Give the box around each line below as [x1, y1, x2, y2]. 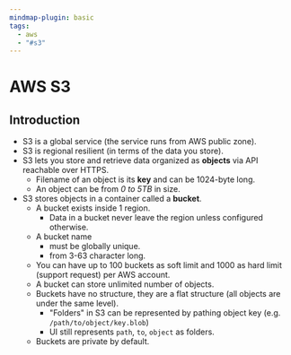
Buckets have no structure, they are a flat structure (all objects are [35, 289, 281, 299]
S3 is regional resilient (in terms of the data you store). [22, 145, 225, 157]
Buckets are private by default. [35, 336, 150, 347]
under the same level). [35, 298, 119, 309]
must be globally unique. [48, 241, 141, 252]
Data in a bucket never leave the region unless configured [48, 212, 263, 223]
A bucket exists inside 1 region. [35, 203, 151, 213]
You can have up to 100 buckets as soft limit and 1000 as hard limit [35, 260, 283, 271]
